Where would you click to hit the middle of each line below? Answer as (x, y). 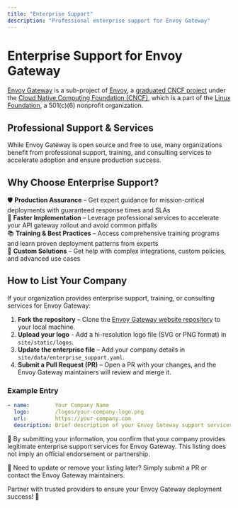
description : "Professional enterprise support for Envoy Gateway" (109, 21)
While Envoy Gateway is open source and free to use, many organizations (115, 145)
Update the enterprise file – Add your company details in (101, 350)
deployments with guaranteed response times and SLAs (89, 210)
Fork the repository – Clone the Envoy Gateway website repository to (119, 319)
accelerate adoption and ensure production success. (84, 160)
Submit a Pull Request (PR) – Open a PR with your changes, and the (117, 364)
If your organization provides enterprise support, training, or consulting (111, 298)
